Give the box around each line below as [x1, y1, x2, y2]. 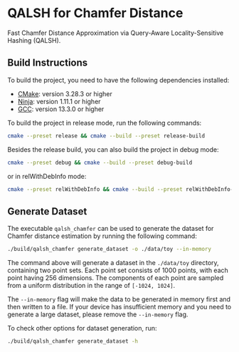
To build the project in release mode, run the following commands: [7, 118, 202, 127]
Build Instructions [7, 57, 88, 69]
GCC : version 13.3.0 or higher [17, 105, 105, 113]
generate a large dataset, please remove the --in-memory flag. [7, 310, 188, 319]
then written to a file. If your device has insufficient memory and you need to [7, 303, 232, 311]
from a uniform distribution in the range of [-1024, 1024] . [7, 281, 176, 290]
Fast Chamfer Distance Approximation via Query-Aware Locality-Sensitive [7, 29, 224, 37]
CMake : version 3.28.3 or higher [17, 89, 112, 98]
